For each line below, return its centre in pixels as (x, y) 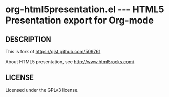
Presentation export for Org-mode (79, 20)
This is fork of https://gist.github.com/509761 (53, 52)
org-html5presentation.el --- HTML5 (85, 9)
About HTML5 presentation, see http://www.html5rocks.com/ (70, 62)
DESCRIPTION (28, 39)
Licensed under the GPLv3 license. (42, 90)
